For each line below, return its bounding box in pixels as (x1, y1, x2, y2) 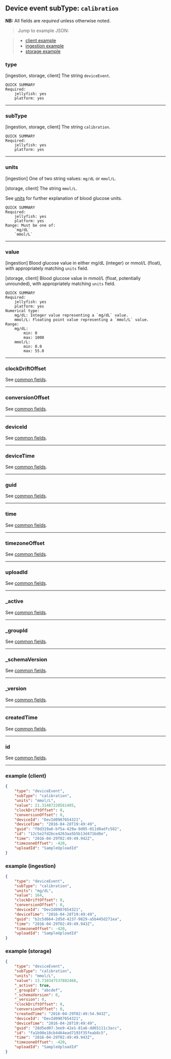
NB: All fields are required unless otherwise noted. (5, 17, 111, 23)
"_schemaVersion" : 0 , (14, 992, 60, 997)
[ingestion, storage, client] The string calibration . (5, 124, 111, 130)
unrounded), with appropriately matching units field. (5, 280, 116, 287)
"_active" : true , (14, 983, 51, 988)
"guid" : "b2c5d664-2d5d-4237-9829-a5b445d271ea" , (14, 916, 122, 922)
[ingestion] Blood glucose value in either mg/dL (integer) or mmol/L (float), (5, 260, 162, 266)
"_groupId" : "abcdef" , (14, 988, 63, 993)
